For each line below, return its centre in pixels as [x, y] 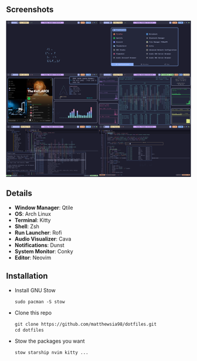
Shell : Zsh [27, 226]
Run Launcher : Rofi [38, 232]
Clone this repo [33, 312]
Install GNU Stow [35, 290]
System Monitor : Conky [44, 251]
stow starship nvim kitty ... [52, 352]
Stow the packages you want [50, 341]
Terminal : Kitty [33, 220]
